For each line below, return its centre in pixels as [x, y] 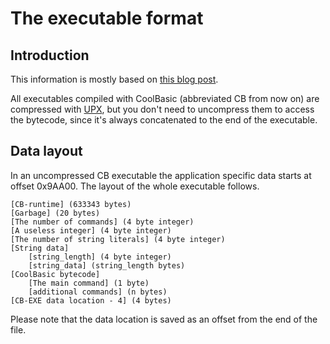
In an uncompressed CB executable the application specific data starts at [161, 175]
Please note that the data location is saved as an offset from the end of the [164, 319]
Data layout [46, 151]
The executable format [107, 18]
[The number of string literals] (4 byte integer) [118, 239]
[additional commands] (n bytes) [98, 292]
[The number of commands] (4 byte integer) [102, 222]
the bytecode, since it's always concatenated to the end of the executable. [164, 120]
